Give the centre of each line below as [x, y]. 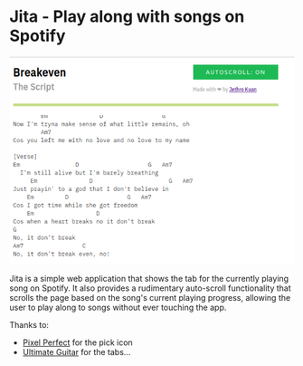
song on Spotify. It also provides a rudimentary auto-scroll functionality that [150, 288]
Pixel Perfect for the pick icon [77, 342]
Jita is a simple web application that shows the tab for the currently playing [149, 278]
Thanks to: [29, 324]
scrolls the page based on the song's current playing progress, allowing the [150, 297]
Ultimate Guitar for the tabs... [76, 352]
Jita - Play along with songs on [127, 17]
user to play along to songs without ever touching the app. [118, 307]
